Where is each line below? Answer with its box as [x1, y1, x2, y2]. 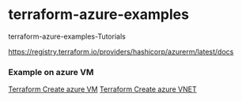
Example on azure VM [8, 66, 94, 77]
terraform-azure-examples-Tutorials [8, 32, 127, 41]
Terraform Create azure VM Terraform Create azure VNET [8, 84, 198, 94]
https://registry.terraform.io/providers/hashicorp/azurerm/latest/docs [8, 47, 234, 56]
